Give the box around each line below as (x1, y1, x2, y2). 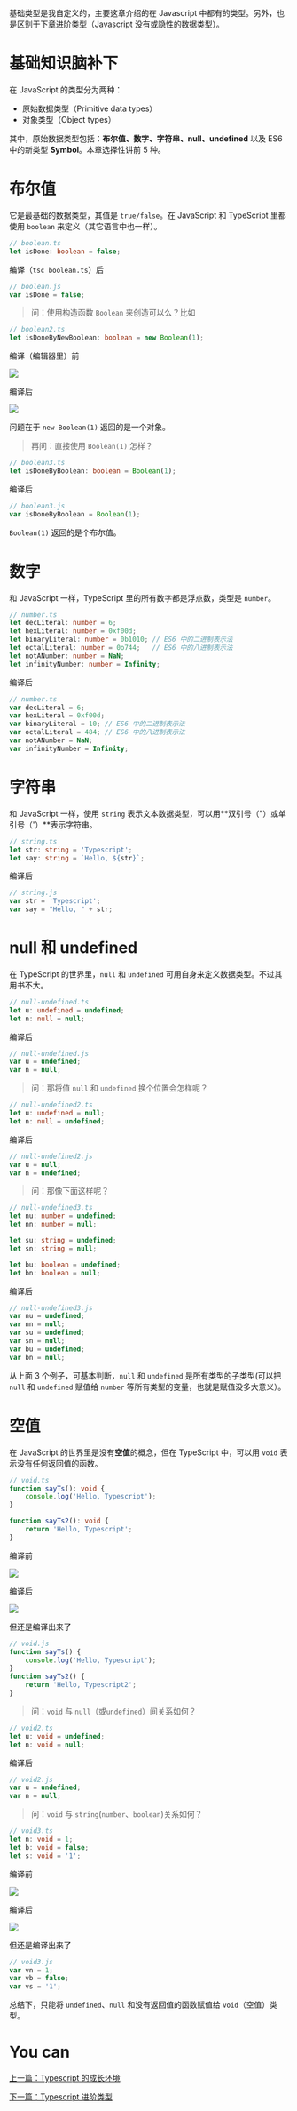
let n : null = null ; (9, 1014, 86, 1023)
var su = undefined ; (9, 1328, 86, 1338)
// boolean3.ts (9, 459, 66, 468)
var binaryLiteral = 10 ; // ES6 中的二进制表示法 (9, 719, 186, 729)
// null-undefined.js (9, 1049, 90, 1058)
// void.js (9, 1639, 50, 1648)
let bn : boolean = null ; (9, 1268, 101, 1277)
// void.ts (9, 1475, 50, 1484)
